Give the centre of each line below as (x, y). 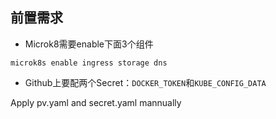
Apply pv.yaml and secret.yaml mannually (96, 102)
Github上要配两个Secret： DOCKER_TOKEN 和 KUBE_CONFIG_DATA (145, 82)
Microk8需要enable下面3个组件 (89, 44)
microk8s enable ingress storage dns (89, 63)
